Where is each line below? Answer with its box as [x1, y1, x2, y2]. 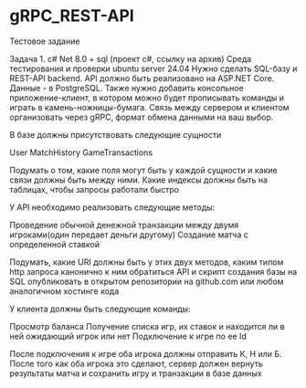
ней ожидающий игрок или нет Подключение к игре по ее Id [9, 330, 247, 341]
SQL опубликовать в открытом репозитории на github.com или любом [9, 276, 284, 287]
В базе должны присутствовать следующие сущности [9, 129, 222, 140]
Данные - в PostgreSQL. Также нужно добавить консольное [9, 82, 244, 93]
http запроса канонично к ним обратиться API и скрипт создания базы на [9, 266, 298, 277]
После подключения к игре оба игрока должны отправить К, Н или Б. [9, 348, 282, 359]
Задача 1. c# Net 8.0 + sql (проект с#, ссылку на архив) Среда [9, 53, 252, 64]
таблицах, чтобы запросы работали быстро [9, 184, 180, 194]
